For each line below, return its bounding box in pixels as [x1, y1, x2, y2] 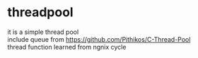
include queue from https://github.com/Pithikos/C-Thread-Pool [7, 35, 191, 43]
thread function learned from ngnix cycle [7, 42, 127, 51]
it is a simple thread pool [7, 28, 79, 36]
